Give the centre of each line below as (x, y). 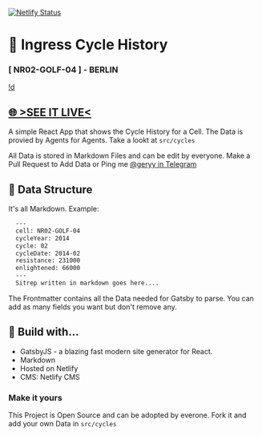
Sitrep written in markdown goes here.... (87, 283)
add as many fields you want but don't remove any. (93, 307)
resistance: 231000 (48, 260)
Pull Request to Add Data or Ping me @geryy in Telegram (103, 164)
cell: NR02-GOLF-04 (48, 231)
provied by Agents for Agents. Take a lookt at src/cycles (102, 140)
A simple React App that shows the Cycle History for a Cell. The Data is (126, 131)
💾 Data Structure (50, 190)
